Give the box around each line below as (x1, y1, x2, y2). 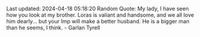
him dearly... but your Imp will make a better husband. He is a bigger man (6, 18, 190, 24)
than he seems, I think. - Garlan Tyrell (6, 24, 100, 31)
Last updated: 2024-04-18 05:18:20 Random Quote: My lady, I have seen (6, 5, 189, 12)
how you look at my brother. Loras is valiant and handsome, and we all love (6, 11, 195, 18)
